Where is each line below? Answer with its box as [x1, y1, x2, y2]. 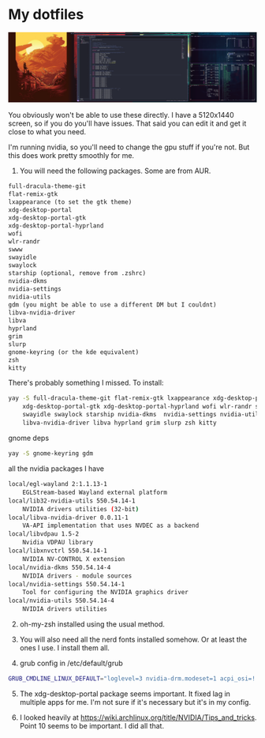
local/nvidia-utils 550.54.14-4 [8, 597, 114, 605]
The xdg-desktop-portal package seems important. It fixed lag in [19, 689, 231, 698]
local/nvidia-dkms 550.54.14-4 [8, 563, 111, 571]
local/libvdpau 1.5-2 [8, 530, 80, 538]
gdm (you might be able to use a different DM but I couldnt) [8, 300, 217, 309]
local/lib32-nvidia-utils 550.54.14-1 [8, 496, 136, 505]
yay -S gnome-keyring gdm [8, 450, 93, 457]
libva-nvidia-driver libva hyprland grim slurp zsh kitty [22, 419, 217, 427]
